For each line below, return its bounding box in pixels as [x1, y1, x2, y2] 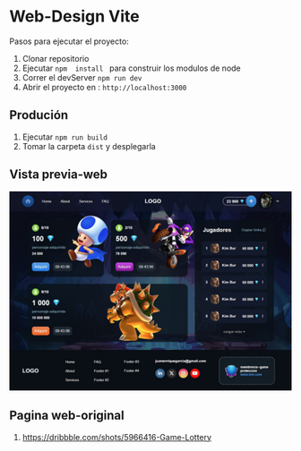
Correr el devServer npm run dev [21, 72, 142, 82]
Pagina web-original [9, 408, 125, 423]
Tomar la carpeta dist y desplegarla [21, 140, 157, 151]
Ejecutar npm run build [21, 132, 107, 142]
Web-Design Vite [9, 6, 141, 27]
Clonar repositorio [21, 53, 90, 64]
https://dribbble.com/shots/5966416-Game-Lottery [21, 431, 212, 442]
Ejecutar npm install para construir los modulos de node [21, 63, 242, 73]
